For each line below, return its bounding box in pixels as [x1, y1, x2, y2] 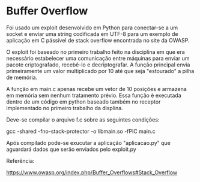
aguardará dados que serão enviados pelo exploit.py [6, 145, 136, 153]
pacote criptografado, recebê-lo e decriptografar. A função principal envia [6, 61, 190, 68]
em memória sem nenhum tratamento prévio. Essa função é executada [6, 92, 181, 99]
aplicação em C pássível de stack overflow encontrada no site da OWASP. [6, 37, 190, 44]
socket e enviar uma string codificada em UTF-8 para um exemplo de [6, 30, 178, 37]
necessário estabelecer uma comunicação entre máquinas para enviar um [6, 54, 190, 62]
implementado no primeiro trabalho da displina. [6, 104, 123, 111]
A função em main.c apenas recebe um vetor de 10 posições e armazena [6, 85, 187, 92]
